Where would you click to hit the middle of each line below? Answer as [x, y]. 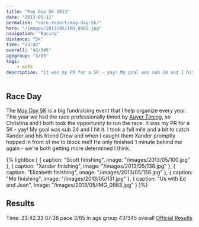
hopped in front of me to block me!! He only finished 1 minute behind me [94, 142]
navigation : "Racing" [33, 34]
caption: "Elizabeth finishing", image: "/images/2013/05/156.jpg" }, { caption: [99, 172]
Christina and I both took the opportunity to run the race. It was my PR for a [98, 123]
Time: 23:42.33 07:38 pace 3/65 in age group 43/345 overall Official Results [99, 218]
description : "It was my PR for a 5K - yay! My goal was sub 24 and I [95, 72]
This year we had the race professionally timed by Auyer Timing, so [89, 117]
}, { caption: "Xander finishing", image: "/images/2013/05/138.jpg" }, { [91, 166]
